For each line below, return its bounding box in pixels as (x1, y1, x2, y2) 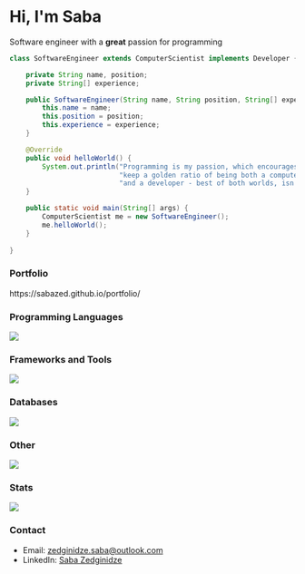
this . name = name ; (42, 103, 112, 112)
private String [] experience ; (25, 79, 141, 88)
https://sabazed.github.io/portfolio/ (9, 287, 141, 298)
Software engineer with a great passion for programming (9, 36, 223, 47)
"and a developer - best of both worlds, (119, 179, 279, 188)
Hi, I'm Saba (9, 6, 102, 27)
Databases (9, 396, 58, 409)
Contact (9, 524, 46, 537)
